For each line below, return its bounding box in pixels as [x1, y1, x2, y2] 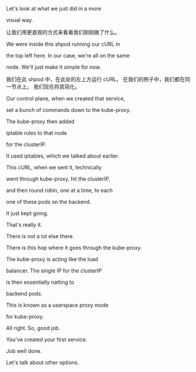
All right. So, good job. [6, 325, 61, 331]
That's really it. [6, 222, 43, 228]
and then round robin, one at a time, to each [6, 187, 113, 194]
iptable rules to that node [6, 130, 67, 136]
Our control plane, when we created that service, [6, 95, 125, 102]
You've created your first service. [6, 336, 87, 343]
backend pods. [6, 290, 43, 297]
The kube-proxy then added [6, 118, 75, 125]
